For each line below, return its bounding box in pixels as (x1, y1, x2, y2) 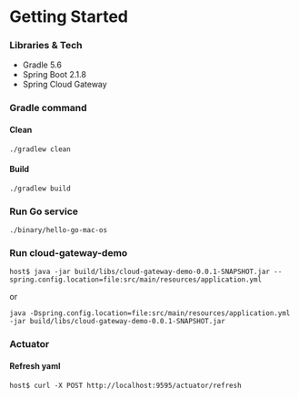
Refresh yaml (9, 360, 61, 371)
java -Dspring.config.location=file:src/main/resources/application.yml (9, 309, 291, 318)
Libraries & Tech (9, 39, 83, 52)
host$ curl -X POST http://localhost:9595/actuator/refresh (9, 381, 243, 390)
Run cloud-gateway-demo (9, 247, 128, 260)
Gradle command (9, 102, 88, 115)
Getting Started (9, 6, 129, 27)
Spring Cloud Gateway (22, 79, 107, 90)
